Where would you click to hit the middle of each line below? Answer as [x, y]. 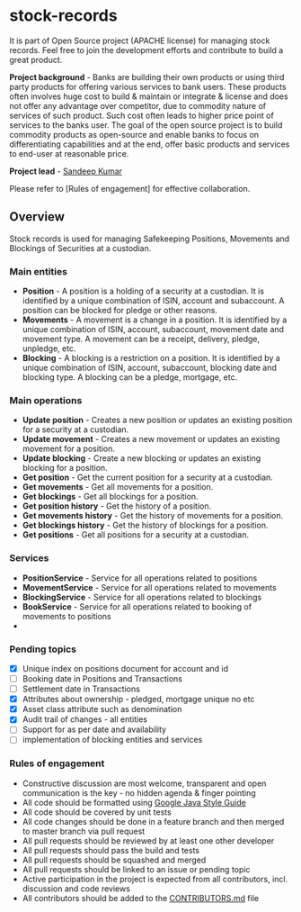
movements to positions [66, 616]
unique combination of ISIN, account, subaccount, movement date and [153, 330]
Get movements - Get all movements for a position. [118, 487]
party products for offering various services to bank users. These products [148, 86]
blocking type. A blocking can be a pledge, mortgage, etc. [130, 377]
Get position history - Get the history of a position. [117, 506]
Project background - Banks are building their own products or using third [147, 77]
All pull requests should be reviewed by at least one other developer [148, 840]
